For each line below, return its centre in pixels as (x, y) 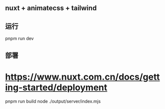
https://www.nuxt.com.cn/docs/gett (82, 77)
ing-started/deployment (56, 87)
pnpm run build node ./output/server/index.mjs (53, 101)
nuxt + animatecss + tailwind (51, 8)
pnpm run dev (19, 39)
